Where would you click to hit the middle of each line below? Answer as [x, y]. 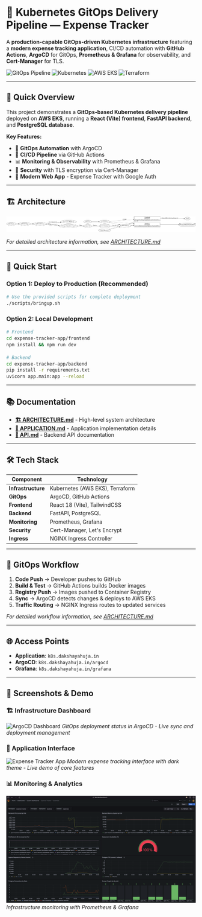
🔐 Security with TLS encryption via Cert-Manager [77, 170]
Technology [93, 480]
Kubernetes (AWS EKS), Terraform [93, 488]
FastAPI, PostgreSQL [76, 513]
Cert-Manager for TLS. [35, 61]
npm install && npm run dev [41, 344]
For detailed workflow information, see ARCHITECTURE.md [80, 617]
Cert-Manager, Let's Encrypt [86, 530]
